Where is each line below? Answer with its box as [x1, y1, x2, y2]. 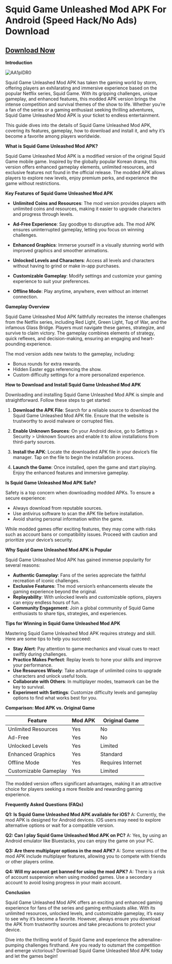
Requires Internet [100, 759, 142, 766]
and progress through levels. [12, 211, 74, 217]
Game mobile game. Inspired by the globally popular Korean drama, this [5, 158, 157, 164]
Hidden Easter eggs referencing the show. [12, 366, 102, 372]
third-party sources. [12, 439, 55, 445]
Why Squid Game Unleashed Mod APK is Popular [5, 547, 112, 553]
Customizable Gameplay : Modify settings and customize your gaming [12, 273, 162, 279]
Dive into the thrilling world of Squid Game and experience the [5, 937, 137, 942]
